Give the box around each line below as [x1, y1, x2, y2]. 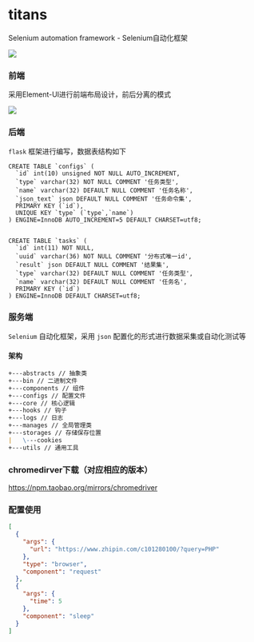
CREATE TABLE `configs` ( [8, 162, 94, 170]
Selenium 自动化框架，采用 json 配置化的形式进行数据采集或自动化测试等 [8, 331, 246, 341]
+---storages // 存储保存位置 [8, 429, 101, 437]
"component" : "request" [22, 568, 102, 576]
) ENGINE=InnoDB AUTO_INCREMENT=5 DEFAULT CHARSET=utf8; [8, 216, 202, 224]
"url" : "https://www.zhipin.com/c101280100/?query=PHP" [29, 545, 220, 553]
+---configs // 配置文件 [8, 392, 86, 400]
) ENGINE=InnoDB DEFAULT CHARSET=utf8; [8, 292, 141, 300]
